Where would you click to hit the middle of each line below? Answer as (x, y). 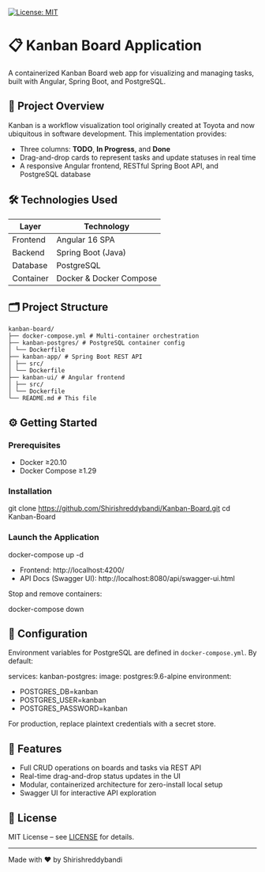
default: (21, 661)
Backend (28, 252)
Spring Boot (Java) (91, 252)
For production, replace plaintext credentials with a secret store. (112, 724)
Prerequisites (34, 445)
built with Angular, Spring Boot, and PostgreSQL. (87, 81)
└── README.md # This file (52, 398)
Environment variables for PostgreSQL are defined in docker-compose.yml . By (132, 653)
